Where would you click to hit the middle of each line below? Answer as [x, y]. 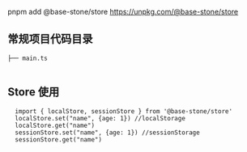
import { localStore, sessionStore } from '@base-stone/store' [123, 111]
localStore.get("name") [55, 125]
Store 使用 [34, 92]
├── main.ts [28, 58]
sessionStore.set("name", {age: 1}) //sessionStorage [107, 133]
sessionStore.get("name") [59, 139]
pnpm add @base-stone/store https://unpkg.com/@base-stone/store [123, 12]
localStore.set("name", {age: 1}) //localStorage [100, 118]
